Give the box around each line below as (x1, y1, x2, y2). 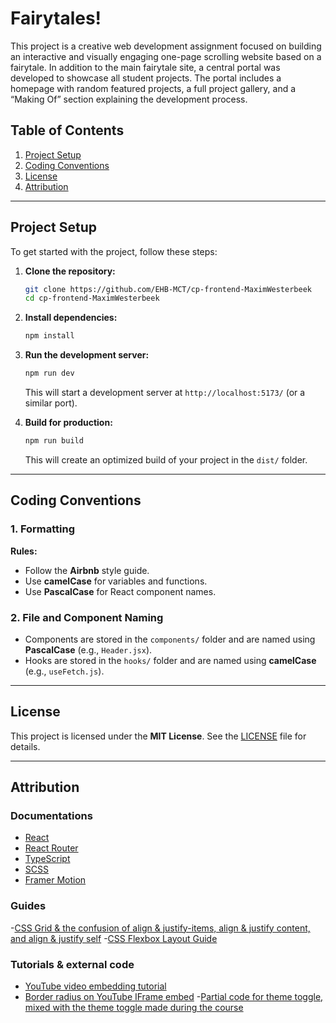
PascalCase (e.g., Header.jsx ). (24, 643, 153, 656)
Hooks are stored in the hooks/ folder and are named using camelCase (24, 654, 317, 666)
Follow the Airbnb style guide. (24, 564, 150, 576)
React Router (24, 842, 79, 854)
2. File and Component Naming (10, 610, 164, 624)
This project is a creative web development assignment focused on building (10, 40, 322, 52)
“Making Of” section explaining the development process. (10, 93, 248, 105)
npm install (24, 331, 75, 341)
